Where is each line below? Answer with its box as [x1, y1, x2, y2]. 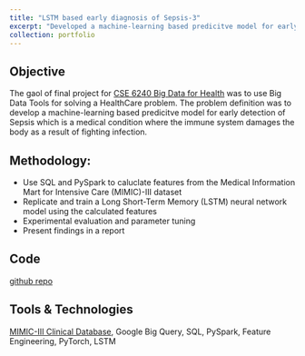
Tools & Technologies [9, 302, 133, 318]
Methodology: [9, 153, 92, 168]
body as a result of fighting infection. [9, 126, 148, 137]
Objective [9, 64, 66, 79]
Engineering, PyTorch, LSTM [9, 335, 116, 346]
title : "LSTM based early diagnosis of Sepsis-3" [9, 13, 202, 23]
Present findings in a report [22, 225, 125, 236]
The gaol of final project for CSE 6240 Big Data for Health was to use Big [9, 88, 282, 99]
